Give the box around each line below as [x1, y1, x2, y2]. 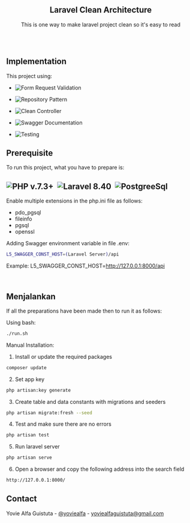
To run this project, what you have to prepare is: [6, 164, 125, 171]
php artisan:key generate [6, 387, 71, 393]
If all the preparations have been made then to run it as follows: [6, 307, 162, 314]
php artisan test [6, 432, 50, 438]
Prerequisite [6, 148, 53, 158]
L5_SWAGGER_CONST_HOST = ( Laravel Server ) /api [6, 251, 119, 257]
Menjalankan [6, 291, 56, 302]
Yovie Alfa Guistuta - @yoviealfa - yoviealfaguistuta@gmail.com [6, 510, 164, 517]
